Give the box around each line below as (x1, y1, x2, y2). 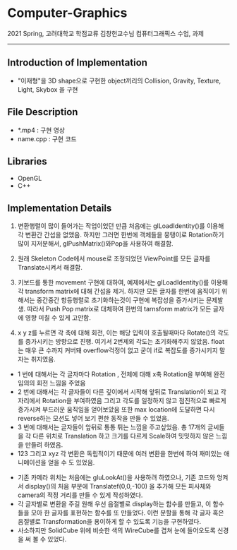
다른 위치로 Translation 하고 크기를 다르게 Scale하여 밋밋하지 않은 (32, 432, 214, 441)
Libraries (7, 155, 47, 167)
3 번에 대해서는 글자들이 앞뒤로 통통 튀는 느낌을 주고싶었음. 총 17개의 (17, 423, 207, 431)
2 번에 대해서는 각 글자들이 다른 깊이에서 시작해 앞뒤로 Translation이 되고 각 (17, 388, 227, 396)
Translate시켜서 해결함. (17, 263, 83, 272)
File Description (7, 106, 78, 118)
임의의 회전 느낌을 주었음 (17, 379, 86, 388)
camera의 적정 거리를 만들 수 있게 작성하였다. (17, 491, 143, 499)
